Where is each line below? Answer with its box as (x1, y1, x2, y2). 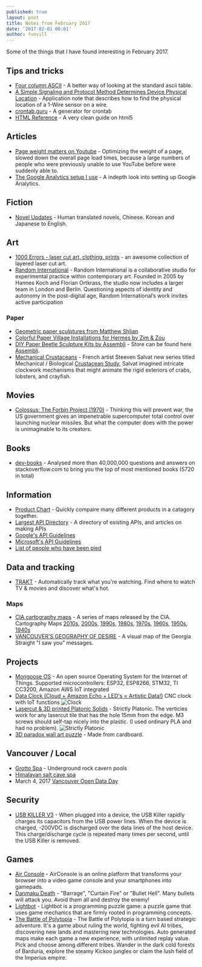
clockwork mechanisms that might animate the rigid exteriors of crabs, (15, 366, 192, 373)
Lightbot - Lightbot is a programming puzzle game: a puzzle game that (15, 903, 191, 910)
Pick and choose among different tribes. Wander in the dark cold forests (15, 941, 195, 949)
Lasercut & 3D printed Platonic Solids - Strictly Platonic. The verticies (15, 705, 187, 712)
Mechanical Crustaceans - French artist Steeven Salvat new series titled (15, 353, 195, 361)
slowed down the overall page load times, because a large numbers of (15, 154, 191, 161)
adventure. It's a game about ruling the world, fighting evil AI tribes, (15, 922, 183, 929)
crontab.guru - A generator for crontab (15, 107, 112, 115)
